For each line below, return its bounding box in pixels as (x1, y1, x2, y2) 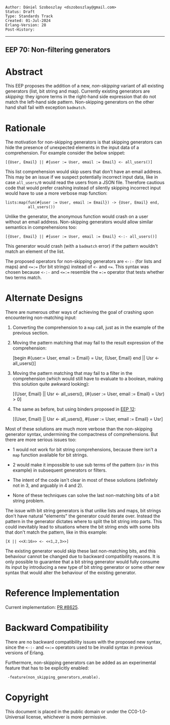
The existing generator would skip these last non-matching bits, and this (5, 548, 156, 554)
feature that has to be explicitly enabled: (5, 665, 90, 671)
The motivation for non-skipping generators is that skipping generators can (5, 139, 162, 145)
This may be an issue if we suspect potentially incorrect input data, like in (5, 174, 158, 180)
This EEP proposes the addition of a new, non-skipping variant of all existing (5, 83, 164, 89)
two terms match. (5, 275, 42, 281)
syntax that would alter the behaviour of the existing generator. (5, 570, 137, 576)
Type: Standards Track (5, 14, 53, 19)
